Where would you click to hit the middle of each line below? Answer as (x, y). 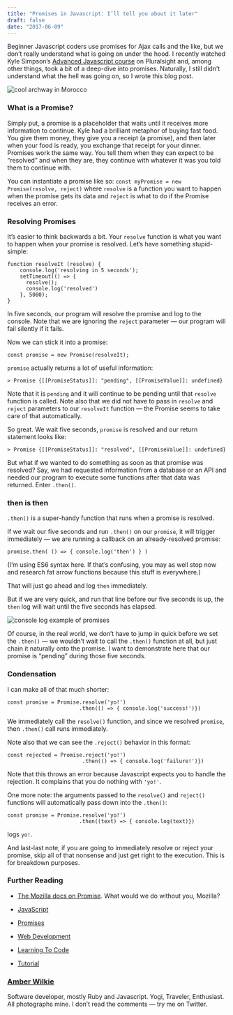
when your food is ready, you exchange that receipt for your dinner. (104, 145)
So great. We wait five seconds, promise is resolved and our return (103, 429)
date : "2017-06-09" (36, 27)
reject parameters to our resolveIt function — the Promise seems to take (114, 408)
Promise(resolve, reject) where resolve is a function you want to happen (114, 188)
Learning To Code (43, 949)
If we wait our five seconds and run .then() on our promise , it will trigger (111, 532)
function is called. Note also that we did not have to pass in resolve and (110, 401)
